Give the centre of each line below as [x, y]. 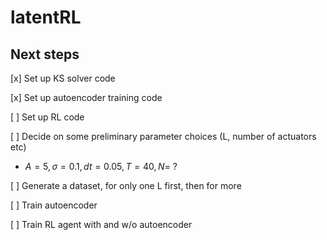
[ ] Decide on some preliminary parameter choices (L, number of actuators [163, 136]
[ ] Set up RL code [47, 117]
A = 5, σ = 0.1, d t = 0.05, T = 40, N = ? [101, 166]
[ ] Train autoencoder [54, 205]
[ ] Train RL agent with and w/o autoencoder [101, 224]
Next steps [45, 54]
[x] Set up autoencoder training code [86, 97]
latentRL [46, 17]
